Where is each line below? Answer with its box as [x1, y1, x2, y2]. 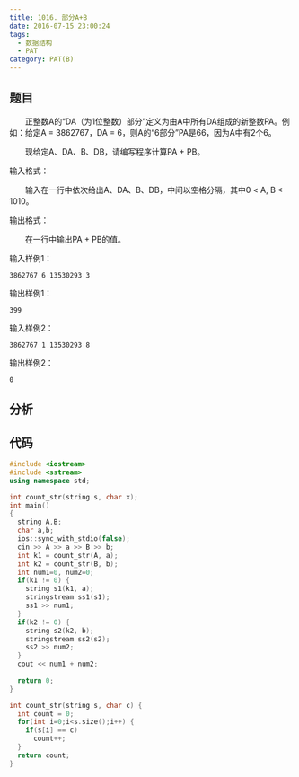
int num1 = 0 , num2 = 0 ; [17, 568, 94, 577]
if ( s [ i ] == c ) [25, 726, 78, 735]
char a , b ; [17, 526, 54, 535]
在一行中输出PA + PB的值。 [25, 234, 126, 244]
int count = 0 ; [17, 709, 75, 719]
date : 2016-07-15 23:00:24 [9, 22, 110, 31]
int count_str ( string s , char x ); [9, 492, 139, 501]
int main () [9, 500, 50, 510]
